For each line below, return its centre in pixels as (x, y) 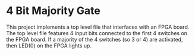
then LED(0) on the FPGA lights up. (49, 46)
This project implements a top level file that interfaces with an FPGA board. (98, 27)
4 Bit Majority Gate (54, 11)
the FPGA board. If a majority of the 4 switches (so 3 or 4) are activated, (95, 39)
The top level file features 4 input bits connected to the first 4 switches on (97, 33)
